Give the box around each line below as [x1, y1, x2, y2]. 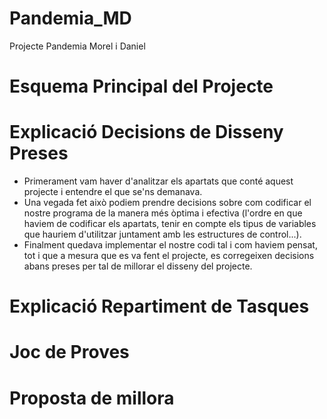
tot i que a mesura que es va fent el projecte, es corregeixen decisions [23, 250, 315, 262]
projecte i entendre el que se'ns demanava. [23, 186, 203, 198]
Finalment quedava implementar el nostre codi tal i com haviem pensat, [23, 239, 318, 251]
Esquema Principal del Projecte [9, 75, 274, 98]
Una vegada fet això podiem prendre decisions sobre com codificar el [23, 197, 312, 209]
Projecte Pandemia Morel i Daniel [9, 40, 146, 52]
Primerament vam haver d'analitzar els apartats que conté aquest [23, 175, 294, 187]
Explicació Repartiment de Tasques [9, 295, 310, 318]
